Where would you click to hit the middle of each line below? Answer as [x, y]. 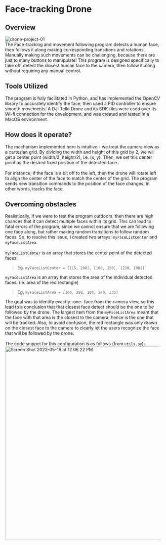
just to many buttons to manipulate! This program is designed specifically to [82, 60]
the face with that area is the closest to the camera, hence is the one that [80, 318]
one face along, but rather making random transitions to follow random [77, 232]
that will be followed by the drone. [40, 333]
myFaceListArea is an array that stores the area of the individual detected [79, 277]
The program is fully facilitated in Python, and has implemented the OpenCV [83, 98]
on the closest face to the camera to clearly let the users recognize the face [82, 328]
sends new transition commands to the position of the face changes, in [77, 183]
